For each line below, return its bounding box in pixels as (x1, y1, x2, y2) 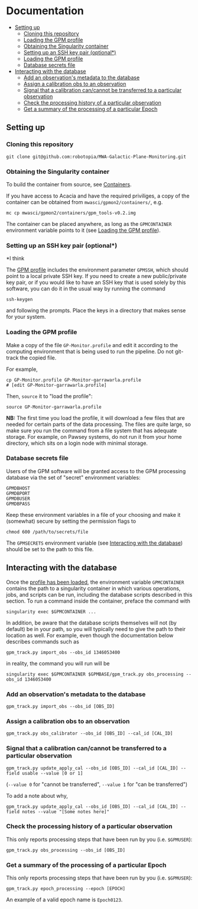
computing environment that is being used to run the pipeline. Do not (6, 348, 174, 355)
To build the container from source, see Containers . (6, 180, 132, 187)
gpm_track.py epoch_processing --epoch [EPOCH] (6, 886, 126, 892)
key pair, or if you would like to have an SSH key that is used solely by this (6, 279, 186, 286)
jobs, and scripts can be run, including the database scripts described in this (6, 591, 193, 598)
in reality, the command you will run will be (6, 659, 111, 667)
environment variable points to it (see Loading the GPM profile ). (6, 227, 161, 234)
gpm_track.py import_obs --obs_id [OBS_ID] (6, 703, 115, 709)
